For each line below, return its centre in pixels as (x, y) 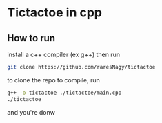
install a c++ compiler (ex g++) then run (64, 54)
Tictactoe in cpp (54, 13)
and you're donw (31, 112)
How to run (31, 38)
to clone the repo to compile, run (53, 80)
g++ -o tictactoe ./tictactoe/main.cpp (64, 93)
